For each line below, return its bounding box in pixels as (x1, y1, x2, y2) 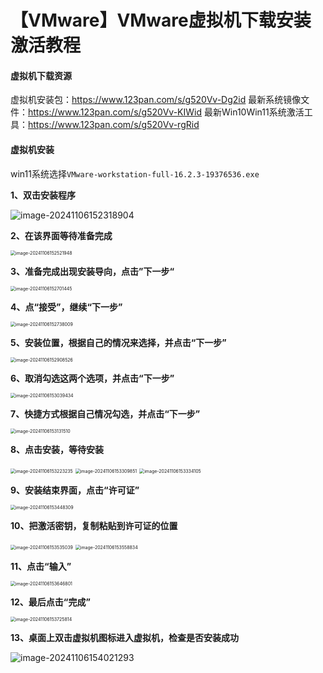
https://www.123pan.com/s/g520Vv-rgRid (28, 119, 200, 131)
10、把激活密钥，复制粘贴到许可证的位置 (10, 519, 178, 531)
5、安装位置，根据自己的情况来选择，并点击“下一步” (10, 336, 227, 348)
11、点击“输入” (10, 560, 72, 572)
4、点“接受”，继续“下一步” (10, 301, 123, 313)
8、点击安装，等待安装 (10, 443, 105, 455)
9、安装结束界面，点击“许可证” (10, 484, 140, 496)
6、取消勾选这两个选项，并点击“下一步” (10, 372, 175, 384)
